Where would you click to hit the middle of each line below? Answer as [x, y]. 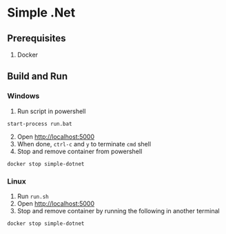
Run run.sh [33, 196]
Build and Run [37, 76]
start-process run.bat [40, 124]
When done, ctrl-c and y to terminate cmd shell [84, 144]
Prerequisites [37, 38]
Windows [23, 96]
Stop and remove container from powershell [80, 151]
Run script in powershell [51, 111]
